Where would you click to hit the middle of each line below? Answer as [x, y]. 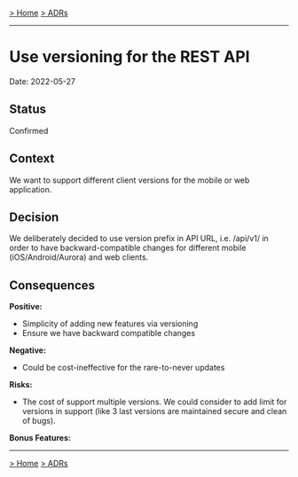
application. [31, 189]
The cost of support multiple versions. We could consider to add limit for [154, 402]
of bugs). [39, 421]
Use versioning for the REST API [129, 57]
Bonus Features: [40, 438]
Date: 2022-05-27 [42, 81]
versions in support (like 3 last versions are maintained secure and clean [154, 411]
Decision [34, 217]
